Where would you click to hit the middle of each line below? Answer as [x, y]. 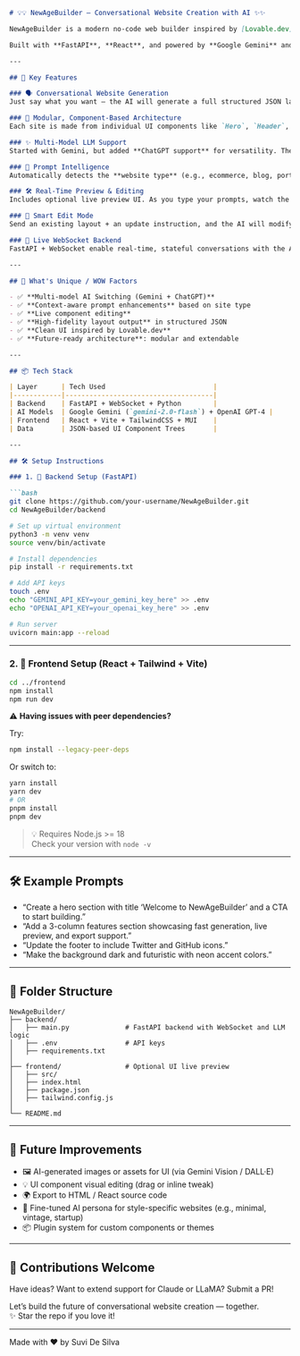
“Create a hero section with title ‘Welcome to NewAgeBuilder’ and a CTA [155, 907]
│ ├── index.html [46, 1082]
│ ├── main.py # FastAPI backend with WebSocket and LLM [147, 1028]
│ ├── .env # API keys [87, 1043]
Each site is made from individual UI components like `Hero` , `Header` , [150, 126]
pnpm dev [25, 817]
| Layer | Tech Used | [113, 387]
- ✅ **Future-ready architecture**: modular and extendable [124, 339]
